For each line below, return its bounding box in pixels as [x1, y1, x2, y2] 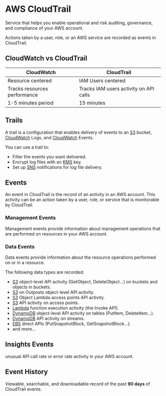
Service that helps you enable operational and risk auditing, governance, [5, 20, 153, 26]
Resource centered [7, 77, 52, 84]
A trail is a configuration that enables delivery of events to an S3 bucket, [5, 129, 152, 135]
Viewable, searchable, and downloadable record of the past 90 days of [5, 381, 151, 387]
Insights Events [5, 340, 54, 349]
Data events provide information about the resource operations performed [5, 254, 156, 260]
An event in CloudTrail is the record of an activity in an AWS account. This [5, 192, 156, 198]
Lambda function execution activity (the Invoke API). [12, 305, 119, 311]
